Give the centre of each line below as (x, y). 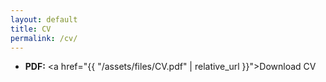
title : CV (31, 29)
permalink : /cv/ (44, 38)
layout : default (44, 19)
